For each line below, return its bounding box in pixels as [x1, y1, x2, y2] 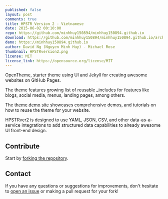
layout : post [5, 12, 32, 17]
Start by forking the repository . [5, 155, 68, 161]
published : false [5, 7, 41, 12]
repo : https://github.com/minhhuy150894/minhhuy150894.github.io [5, 30, 144, 35]
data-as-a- [129, 117, 153, 123]
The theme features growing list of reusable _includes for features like [5, 87, 149, 93]
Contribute [5, 142, 40, 150]
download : [5, 35, 26, 40]
